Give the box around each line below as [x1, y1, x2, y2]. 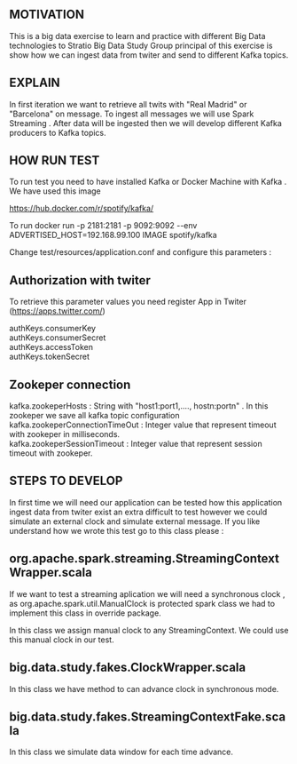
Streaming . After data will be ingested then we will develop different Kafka [9, 117, 282, 128]
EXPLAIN [9, 76, 60, 91]
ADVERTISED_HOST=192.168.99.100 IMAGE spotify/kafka [9, 230, 217, 241]
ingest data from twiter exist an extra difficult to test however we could [9, 506, 268, 517]
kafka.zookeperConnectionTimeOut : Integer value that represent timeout [9, 419, 277, 430]
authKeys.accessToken [9, 342, 93, 353]
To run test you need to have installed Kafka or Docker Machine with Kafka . [9, 177, 287, 187]
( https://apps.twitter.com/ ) [9, 306, 106, 316]
